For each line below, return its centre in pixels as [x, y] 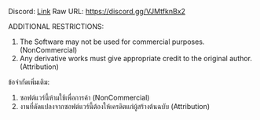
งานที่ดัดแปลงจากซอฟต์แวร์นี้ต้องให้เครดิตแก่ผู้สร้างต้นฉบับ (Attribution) [115, 106]
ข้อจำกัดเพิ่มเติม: [29, 82]
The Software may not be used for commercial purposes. [112, 42]
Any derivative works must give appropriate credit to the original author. [136, 58]
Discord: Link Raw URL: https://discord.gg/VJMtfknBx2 [97, 11]
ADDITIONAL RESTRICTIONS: [56, 26]
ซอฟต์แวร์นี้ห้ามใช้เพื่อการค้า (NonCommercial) [84, 98]
